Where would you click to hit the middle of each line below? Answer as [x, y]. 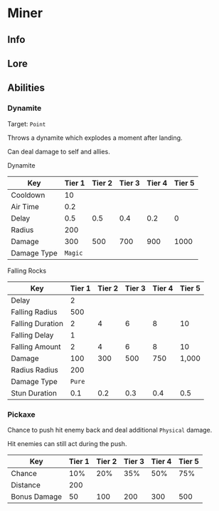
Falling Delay [32, 335]
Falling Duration [37, 323]
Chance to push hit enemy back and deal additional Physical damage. [110, 430]
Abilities [26, 88]
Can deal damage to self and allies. [59, 151]
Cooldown [28, 195]
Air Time [25, 206]
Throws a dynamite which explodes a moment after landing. [95, 138]
